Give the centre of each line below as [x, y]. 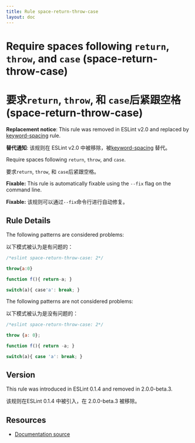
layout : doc [21, 17]
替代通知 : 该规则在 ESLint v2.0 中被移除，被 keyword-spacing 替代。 [88, 147]
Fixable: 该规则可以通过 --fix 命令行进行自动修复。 [67, 201]
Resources [26, 420]
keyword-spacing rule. [33, 135]
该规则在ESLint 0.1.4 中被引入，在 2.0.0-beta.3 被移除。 [73, 401]
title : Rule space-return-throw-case [52, 11]
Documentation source [42, 434]
